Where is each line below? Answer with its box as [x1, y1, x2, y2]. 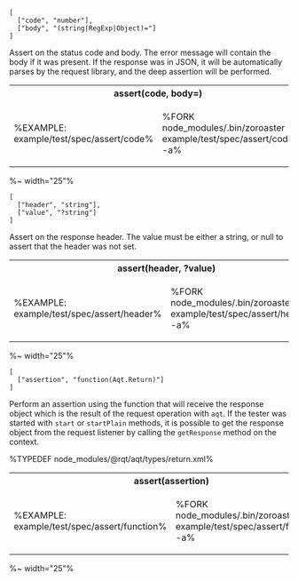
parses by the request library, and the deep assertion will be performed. [9, 67, 272, 76]
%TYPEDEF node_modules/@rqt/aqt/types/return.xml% [9, 454, 214, 464]
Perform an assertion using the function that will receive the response [9, 399, 264, 409]
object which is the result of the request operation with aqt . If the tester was [9, 409, 286, 418]
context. [9, 436, 40, 447]
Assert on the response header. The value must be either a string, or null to [9, 232, 284, 242]
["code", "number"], [17, 16, 93, 25]
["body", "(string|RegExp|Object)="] [17, 24, 157, 33]
